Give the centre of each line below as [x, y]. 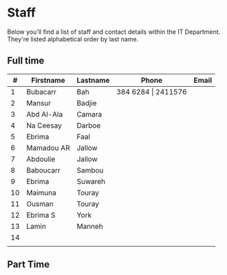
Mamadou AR [48, 147]
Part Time [29, 264]
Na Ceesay [44, 125]
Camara [89, 114]
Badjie [87, 103]
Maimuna [41, 192]
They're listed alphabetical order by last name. [73, 39]
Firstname [48, 80]
